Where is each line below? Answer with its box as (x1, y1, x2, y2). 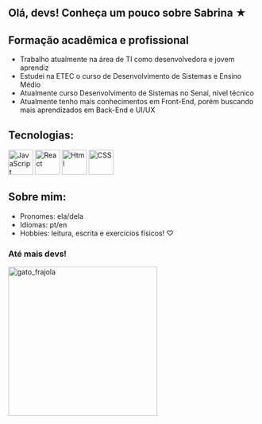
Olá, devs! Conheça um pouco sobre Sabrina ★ (8, 6, 247, 20)
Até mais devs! (8, 248, 67, 259)
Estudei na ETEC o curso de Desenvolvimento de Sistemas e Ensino (19, 72, 242, 81)
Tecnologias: (8, 128, 74, 142)
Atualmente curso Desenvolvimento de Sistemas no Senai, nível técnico (19, 88, 255, 98)
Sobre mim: (8, 190, 67, 204)
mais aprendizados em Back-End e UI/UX (19, 105, 156, 115)
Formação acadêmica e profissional (8, 33, 189, 47)
